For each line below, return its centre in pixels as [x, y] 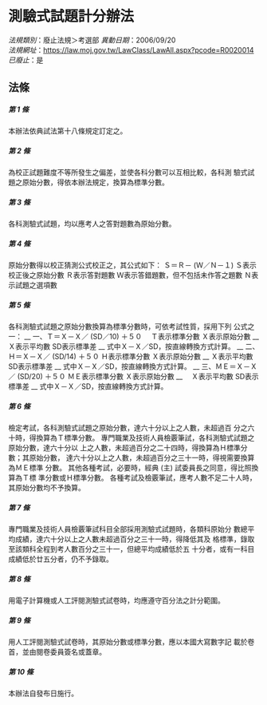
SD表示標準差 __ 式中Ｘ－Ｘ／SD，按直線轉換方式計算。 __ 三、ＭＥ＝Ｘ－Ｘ [133, 366]
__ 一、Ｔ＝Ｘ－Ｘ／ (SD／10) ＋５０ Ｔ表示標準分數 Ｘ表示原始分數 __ [141, 337]
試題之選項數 [36, 285]
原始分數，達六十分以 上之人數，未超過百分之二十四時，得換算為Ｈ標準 [124, 448]
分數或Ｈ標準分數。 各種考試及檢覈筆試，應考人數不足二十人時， [151, 478]
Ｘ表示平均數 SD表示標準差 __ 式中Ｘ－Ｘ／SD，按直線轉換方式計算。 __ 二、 [134, 347]
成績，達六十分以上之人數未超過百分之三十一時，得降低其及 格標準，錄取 [135, 539]
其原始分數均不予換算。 [47, 488]
